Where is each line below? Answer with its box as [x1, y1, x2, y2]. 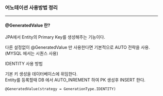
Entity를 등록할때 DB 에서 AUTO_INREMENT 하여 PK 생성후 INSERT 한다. [5, 77, 146, 82]
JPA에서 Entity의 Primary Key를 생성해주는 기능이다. [5, 34, 105, 40]
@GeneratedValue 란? [5, 22, 50, 28]
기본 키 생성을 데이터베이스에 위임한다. [5, 71, 78, 77]
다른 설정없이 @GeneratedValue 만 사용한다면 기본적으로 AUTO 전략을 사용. [5, 44, 150, 50]
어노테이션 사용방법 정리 [5, 4, 58, 11]
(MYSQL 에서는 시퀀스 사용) [5, 50, 58, 56]
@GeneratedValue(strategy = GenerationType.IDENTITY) [5, 86, 116, 91]
